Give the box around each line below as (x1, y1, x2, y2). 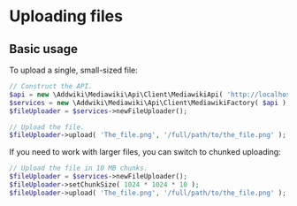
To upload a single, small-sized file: (9, 65, 139, 75)
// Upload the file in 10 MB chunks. (9, 164, 148, 173)
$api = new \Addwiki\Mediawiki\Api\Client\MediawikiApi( (9, 90, 224, 99)
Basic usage (9, 42, 78, 57)
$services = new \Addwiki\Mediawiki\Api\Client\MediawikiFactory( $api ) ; (9, 98, 291, 107)
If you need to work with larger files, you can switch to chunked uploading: (9, 147, 281, 157)
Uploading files (9, 6, 124, 27)
